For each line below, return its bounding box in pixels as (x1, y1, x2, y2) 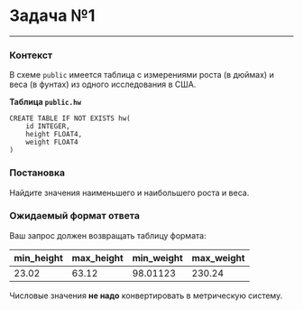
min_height (14, 251, 63, 264)
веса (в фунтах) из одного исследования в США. (9, 79, 197, 90)
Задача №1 (9, 5, 96, 26)
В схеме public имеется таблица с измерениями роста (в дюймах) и (9, 70, 275, 80)
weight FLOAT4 (25, 137, 78, 147)
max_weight (191, 251, 245, 264)
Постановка (9, 166, 66, 179)
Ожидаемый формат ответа (9, 210, 140, 222)
